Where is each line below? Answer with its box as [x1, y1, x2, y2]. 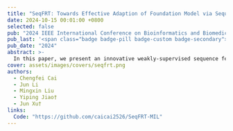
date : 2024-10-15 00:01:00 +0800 [7, 17, 104, 24]
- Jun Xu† [13, 101, 42, 107]
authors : [7, 68, 33, 75]
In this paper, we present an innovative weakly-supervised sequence [13, 55, 218, 62]
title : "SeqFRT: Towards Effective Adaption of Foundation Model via [7, 10, 213, 17]
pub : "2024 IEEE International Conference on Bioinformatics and [7, 29, 200, 37]
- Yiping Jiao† [13, 94, 58, 101]
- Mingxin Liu [13, 87, 54, 94]
